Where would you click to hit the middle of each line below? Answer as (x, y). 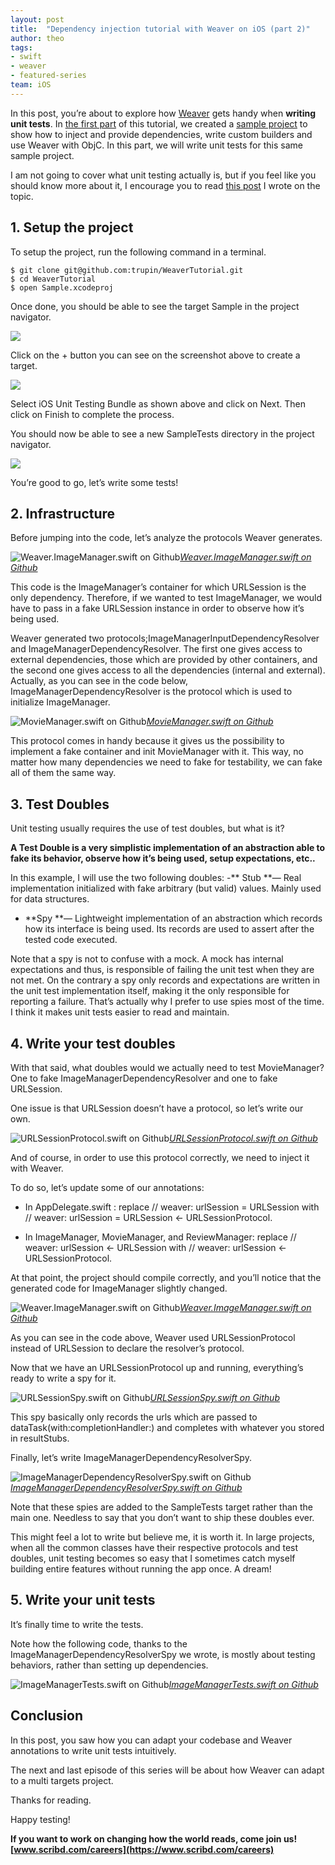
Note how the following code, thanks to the (99, 1643)
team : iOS (31, 85)
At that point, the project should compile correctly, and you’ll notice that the (166, 1277)
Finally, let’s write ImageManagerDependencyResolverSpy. (131, 1457)
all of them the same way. (63, 773)
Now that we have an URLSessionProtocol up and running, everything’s (157, 1367)
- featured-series (48, 76)
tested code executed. (71, 940)
